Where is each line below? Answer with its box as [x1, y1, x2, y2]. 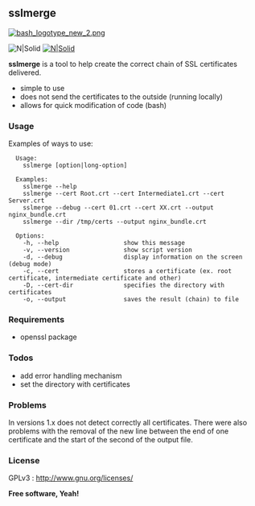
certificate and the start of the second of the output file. [8, 435, 193, 444]
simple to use [19, 83, 65, 93]
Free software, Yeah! [8, 489, 80, 499]
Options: [15, 232, 45, 240]
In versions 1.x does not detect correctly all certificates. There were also [8, 418, 248, 427]
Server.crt [8, 197, 45, 205]
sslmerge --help [23, 183, 78, 191]
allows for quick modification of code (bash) [19, 100, 167, 110]
